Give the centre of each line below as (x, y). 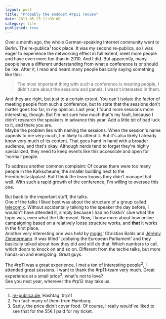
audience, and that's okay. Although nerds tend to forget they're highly (77, 146)
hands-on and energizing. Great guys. (44, 254)
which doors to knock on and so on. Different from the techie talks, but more (83, 249)
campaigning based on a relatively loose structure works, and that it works (81, 223)
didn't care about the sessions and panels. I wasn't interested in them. (89, 89)
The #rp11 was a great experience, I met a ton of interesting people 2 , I (76, 264)
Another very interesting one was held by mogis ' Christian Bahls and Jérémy (83, 233)
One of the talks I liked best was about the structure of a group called (76, 202)
